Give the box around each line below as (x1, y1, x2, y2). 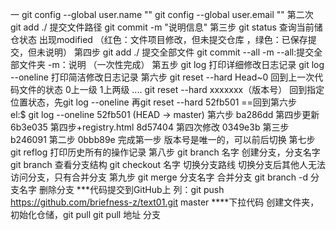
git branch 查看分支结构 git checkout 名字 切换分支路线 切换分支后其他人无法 (10, 159, 326, 170)
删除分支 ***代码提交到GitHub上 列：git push (38, 184, 225, 195)
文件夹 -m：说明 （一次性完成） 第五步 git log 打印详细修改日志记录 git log (18, 59, 325, 70)
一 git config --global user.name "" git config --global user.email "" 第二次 (10, 9, 314, 20)
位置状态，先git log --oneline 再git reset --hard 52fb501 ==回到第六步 (10, 96, 297, 108)
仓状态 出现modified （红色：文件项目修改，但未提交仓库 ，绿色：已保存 (10, 34, 308, 45)
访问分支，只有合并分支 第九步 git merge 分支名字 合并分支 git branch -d (10, 171, 309, 183)
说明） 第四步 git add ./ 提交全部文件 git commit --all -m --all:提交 (44, 46, 315, 58)
